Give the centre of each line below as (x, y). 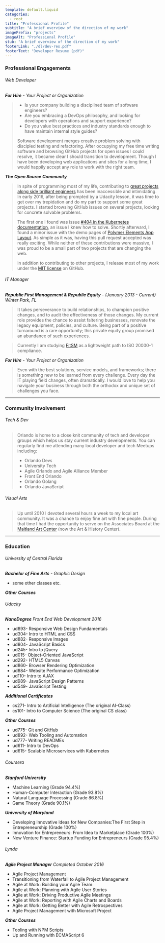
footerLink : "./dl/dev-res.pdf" (38, 46)
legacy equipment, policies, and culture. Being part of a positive (82, 325)
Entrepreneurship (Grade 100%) (44, 827)
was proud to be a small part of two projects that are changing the (84, 248)
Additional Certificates (29, 696)
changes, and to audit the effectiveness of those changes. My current (88, 314)
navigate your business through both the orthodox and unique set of (86, 385)
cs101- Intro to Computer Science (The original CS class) (69, 711)
